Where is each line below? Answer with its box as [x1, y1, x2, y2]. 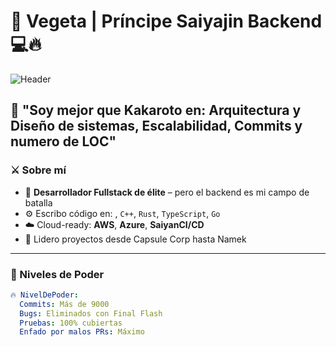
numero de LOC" [10, 133, 117, 150]
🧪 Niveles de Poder [10, 267, 105, 281]
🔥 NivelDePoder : [10, 290, 79, 300]
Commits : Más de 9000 [19, 299, 110, 309]
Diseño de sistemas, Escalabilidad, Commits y [10, 118, 303, 135]
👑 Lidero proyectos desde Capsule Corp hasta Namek [24, 233, 247, 245]
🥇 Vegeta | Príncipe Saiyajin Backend [10, 10, 323, 33]
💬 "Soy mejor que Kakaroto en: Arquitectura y [10, 102, 302, 119]
